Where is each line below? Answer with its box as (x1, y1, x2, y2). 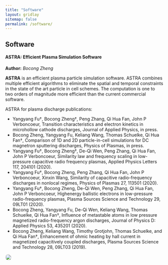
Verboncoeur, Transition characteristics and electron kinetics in (12, 121, 144, 127)
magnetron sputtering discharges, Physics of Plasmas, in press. (12, 142, 144, 148)
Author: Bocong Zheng (5, 65, 54, 71)
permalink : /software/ (5, 21, 53, 27)
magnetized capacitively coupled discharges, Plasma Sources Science (12, 238, 159, 244)
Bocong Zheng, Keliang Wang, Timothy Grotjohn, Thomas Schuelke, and (12, 228, 162, 234)
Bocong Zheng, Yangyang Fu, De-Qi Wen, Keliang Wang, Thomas (12, 207, 148, 213)
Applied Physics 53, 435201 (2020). (12, 222, 87, 229)
